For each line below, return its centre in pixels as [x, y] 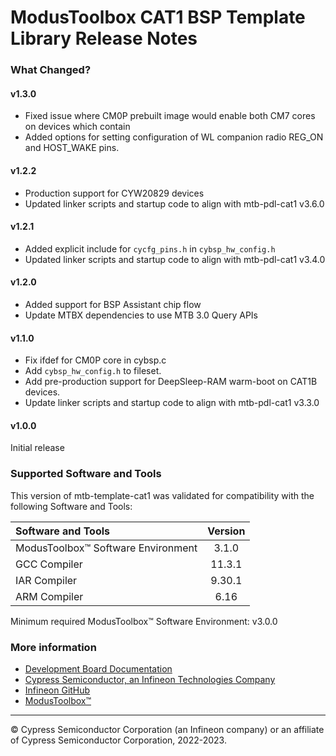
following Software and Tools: [71, 506]
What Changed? [51, 70]
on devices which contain [77, 127]
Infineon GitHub [57, 690]
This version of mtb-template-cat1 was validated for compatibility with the [162, 495]
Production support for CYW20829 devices [114, 193]
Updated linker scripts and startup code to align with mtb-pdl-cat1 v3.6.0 [174, 203]
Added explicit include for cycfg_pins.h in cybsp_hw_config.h [150, 248]
